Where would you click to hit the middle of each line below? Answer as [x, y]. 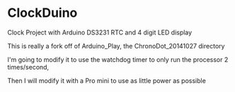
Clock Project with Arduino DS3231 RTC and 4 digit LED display [100, 32]
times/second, [28, 67]
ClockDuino [42, 13]
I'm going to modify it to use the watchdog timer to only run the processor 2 [118, 59]
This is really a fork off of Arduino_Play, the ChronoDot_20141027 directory [116, 46]
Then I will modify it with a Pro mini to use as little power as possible [107, 80]
